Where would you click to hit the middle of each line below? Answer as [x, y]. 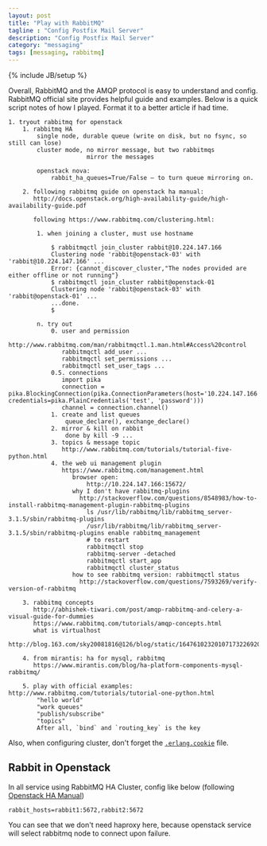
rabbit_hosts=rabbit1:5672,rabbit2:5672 [76, 810]
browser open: [95, 478]
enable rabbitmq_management [154, 533]
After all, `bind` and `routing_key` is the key [119, 728]
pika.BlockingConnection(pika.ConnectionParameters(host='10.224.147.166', [136, 394]
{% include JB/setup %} [48, 75]
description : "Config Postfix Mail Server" [81, 38]
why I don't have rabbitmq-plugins [131, 491]
